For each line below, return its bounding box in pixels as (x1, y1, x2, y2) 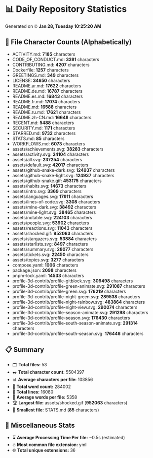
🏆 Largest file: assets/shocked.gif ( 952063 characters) (12, 399, 128, 405)
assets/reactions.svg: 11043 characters (12, 225, 93, 231)
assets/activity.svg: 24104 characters (12, 151, 89, 157)
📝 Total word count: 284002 (12, 384, 71, 390)
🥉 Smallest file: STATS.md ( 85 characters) (12, 407, 100, 413)
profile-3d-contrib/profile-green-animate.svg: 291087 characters (12, 283, 146, 289)
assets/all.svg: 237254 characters (12, 156, 82, 162)
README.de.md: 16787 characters (12, 88, 83, 94)
